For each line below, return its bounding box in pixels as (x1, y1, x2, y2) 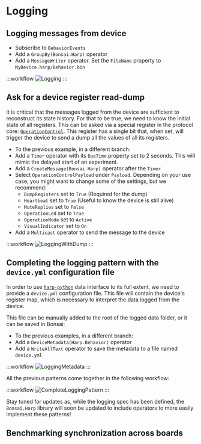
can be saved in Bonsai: (6, 320, 65, 327)
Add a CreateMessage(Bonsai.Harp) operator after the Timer (14, 164, 161, 172)
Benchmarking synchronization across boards (6, 428, 183, 439)
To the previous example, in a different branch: (14, 146, 131, 153)
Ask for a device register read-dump (6, 92, 145, 103)
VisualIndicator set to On (23, 222, 87, 229)
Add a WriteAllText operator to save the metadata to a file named (14, 345, 178, 352)
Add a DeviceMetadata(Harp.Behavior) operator (14, 338, 132, 345)
